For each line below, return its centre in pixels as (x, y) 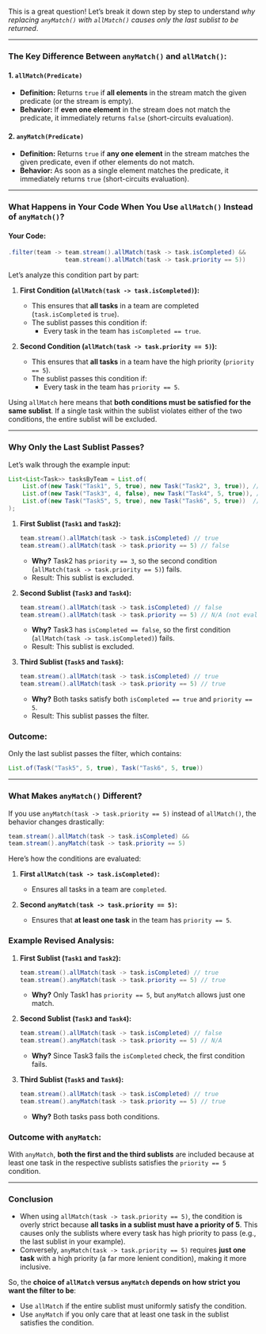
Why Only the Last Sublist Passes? (76, 447)
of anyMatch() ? (36, 217)
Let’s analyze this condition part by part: (74, 275)
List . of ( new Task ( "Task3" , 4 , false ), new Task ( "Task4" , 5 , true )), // (143, 494)
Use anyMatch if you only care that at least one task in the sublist (124, 1314)
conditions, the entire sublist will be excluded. (83, 419)
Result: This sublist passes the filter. (90, 716)
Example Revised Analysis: (61, 941)
